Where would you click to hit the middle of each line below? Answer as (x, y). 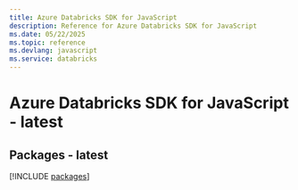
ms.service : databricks (54, 59)
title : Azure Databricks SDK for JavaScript (93, 17)
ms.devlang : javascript (54, 51)
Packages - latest (59, 155)
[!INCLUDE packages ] (50, 176)
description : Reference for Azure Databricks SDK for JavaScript (133, 26)
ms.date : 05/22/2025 (48, 34)
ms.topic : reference (48, 42)
